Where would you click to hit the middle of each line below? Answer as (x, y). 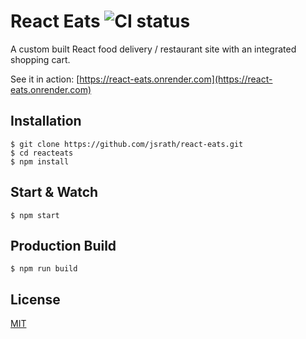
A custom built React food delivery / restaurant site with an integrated (153, 49)
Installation (46, 121)
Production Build (63, 245)
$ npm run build (44, 269)
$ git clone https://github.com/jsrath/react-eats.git (127, 144)
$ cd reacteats (42, 153)
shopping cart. (40, 59)
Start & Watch (54, 192)
